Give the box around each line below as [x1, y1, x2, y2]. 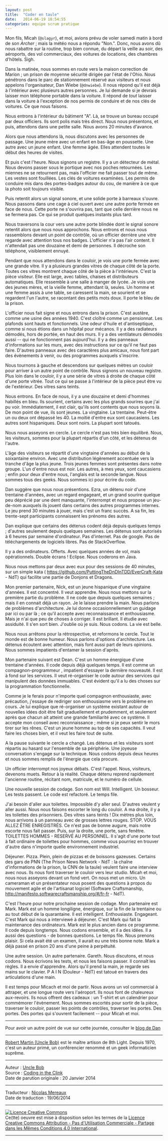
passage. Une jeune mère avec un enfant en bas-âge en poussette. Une [5, 139, 154, 145]
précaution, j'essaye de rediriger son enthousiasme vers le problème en [5, 698, 153, 705]
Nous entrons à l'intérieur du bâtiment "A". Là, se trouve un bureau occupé [5, 113, 158, 119]
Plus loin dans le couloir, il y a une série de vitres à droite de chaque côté [5, 373, 156, 379]
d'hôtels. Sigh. [5, 56, 35, 63]
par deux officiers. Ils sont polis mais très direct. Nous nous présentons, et [5, 118, 158, 124]
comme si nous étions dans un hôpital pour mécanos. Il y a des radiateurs [5, 326, 157, 332]
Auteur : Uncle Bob [5, 1064, 44, 1071]
